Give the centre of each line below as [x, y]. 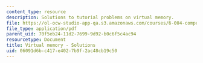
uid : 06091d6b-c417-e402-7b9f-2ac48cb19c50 [62, 51]
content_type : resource [36, 12]
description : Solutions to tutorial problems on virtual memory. [90, 17]
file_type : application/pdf [42, 28]
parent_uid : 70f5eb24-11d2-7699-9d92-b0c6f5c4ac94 [71, 34]
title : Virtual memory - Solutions [51, 46]
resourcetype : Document [36, 40]
